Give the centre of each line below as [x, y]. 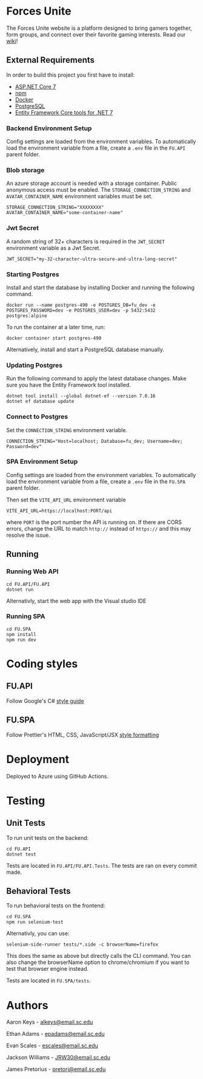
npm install [21, 634]
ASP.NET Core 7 [35, 86]
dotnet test [21, 854]
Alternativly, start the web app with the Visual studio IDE [76, 601]
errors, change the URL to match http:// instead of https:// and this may [99, 528]
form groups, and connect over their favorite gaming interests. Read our [96, 34]
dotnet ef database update [40, 402]
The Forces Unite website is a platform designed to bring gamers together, [99, 28]
